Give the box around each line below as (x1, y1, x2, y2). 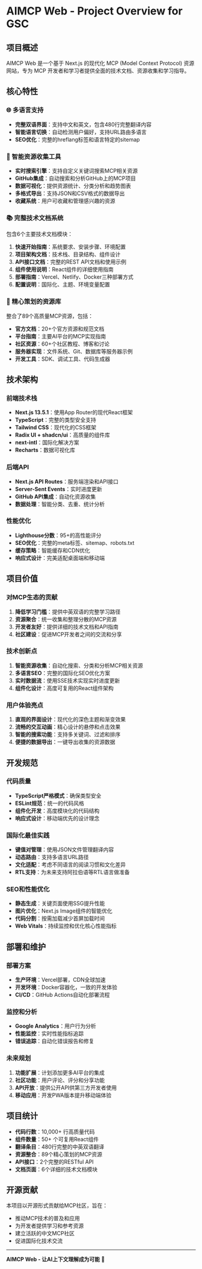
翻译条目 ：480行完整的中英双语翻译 (14, 1143, 105, 1150)
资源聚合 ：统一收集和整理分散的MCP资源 (14, 615, 117, 622)
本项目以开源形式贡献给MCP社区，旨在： (6, 1202, 108, 1209)
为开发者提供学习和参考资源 (14, 1222, 84, 1229)
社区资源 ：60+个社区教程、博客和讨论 (14, 340, 110, 347)
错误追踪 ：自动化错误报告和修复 (14, 1037, 94, 1045)
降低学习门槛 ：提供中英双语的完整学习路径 (14, 608, 121, 615)
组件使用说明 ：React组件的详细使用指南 (14, 266, 114, 273)
